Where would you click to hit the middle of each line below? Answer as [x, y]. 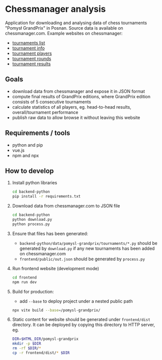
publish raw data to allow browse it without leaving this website [76, 118]
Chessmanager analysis [55, 9]
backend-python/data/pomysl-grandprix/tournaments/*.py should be [88, 243]
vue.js [18, 150]
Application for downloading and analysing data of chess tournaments [76, 23]
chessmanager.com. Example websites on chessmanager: [64, 33]
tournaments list [28, 42]
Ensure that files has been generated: [50, 234]
